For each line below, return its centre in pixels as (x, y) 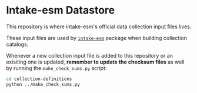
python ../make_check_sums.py (43, 84)
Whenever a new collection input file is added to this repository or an (90, 55)
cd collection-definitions (39, 79)
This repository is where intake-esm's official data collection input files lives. (99, 26)
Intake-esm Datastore (61, 10)
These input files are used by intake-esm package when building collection (96, 38)
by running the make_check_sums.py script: (56, 68)
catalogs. (17, 44)
